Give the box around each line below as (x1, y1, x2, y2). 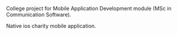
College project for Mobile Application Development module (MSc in (6, 5, 172, 12)
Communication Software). (6, 11, 72, 18)
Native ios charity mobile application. (6, 23, 96, 29)
